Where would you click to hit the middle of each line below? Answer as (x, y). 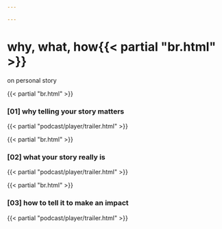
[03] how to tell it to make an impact (68, 203)
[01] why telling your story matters (66, 111)
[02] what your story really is (56, 157)
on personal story (32, 80)
